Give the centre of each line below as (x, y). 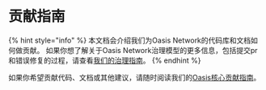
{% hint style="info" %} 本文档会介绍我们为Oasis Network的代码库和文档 (130, 40)
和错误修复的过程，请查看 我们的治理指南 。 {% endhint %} (105, 60)
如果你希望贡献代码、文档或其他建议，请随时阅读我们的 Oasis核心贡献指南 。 (135, 77)
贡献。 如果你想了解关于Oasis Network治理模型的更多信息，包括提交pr (140, 50)
